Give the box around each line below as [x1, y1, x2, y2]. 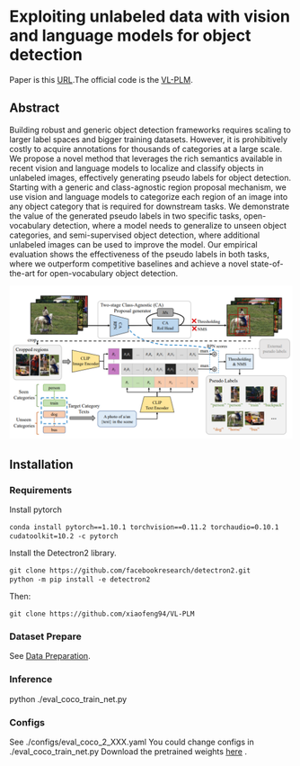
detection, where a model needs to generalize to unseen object [52, 220, 287, 230]
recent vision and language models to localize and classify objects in [9, 162, 264, 173]
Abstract [9, 101, 60, 116]
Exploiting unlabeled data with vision [9, 6, 290, 27]
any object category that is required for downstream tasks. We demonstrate [9, 201, 290, 212]
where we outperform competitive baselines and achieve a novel [9, 258, 249, 269]
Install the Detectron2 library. [9, 547, 117, 559]
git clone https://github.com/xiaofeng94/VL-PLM [9, 609, 195, 618]
